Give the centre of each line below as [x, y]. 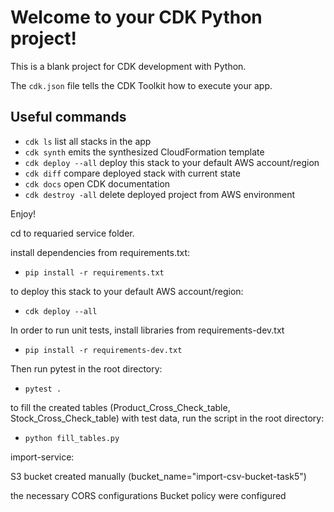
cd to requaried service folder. [72, 233]
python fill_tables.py [72, 438]
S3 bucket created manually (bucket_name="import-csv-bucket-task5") [158, 476]
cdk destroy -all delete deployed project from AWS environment [160, 194]
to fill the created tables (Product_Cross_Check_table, [120, 407]
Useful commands [68, 117]
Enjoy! [23, 213]
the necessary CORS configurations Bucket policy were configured [148, 495]
